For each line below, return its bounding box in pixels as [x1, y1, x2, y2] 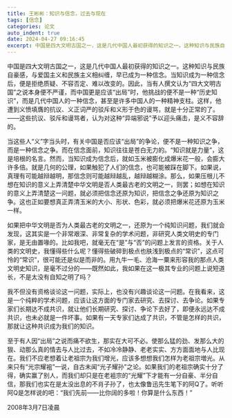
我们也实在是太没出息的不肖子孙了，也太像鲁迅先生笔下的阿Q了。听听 [25, 380, 224, 388]
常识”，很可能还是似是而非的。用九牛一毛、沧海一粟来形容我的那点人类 [21, 256, 224, 263]
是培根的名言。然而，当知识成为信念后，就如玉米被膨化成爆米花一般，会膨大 [7, 155, 225, 162]
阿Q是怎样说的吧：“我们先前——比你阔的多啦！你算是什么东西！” [7, 388, 193, 397]
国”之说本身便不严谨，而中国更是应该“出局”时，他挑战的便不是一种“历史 [7, 88, 212, 96]
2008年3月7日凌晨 [7, 403, 60, 411]
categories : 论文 [7, 23, 55, 30]
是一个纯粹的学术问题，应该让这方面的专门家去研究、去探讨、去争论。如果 [7, 296, 219, 304]
